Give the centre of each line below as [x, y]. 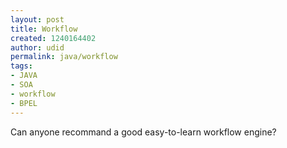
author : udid [37, 47]
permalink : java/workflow [64, 57]
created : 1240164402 [53, 38]
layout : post [37, 19]
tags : [21, 66]
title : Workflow [44, 29]
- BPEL [24, 103]
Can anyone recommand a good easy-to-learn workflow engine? [143, 132]
